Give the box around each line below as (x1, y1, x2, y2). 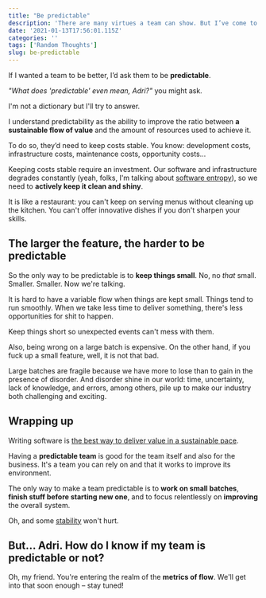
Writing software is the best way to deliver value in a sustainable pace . (8, 436, 239, 445)
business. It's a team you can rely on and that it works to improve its (8, 459, 231, 469)
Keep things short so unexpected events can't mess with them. (8, 326, 214, 336)
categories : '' (8, 33, 59, 42)
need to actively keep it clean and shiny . (8, 182, 144, 191)
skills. (8, 214, 27, 223)
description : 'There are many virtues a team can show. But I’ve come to (8, 19, 258, 27)
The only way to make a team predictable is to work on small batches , (8, 483, 240, 493)
